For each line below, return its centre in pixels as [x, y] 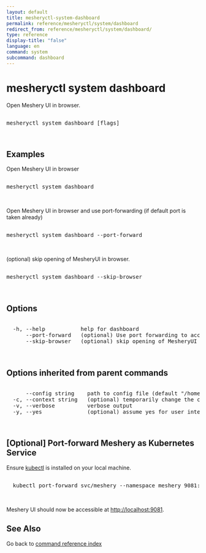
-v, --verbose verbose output [73, 406]
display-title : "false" [37, 41]
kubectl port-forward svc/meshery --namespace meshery [97, 485]
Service [21, 453]
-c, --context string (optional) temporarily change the [103, 400]
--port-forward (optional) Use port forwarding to [107, 335]
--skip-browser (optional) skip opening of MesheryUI [111, 342]
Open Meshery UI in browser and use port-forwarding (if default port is [96, 211]
